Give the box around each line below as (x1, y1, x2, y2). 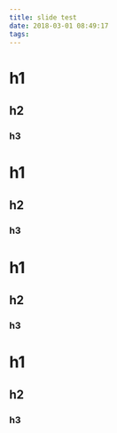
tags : (9, 29, 29, 38)
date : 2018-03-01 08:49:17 (9, 21, 109, 30)
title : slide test (9, 12, 77, 22)
